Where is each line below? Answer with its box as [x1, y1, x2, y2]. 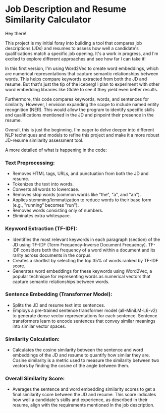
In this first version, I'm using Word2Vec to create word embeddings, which [5, 65, 159, 71]
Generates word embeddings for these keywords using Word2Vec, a [12, 268, 152, 274]
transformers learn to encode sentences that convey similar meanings [12, 318, 156, 324]
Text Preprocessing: [5, 159, 55, 166]
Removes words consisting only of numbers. [12, 207, 104, 214]
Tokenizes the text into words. [12, 181, 74, 187]
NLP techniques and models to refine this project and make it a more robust [5, 132, 160, 138]
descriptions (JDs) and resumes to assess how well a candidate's [5, 45, 139, 51]
